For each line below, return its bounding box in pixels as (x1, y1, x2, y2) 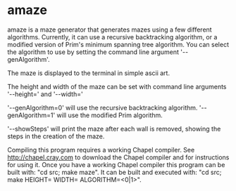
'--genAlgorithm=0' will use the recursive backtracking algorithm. (7, 103, 198, 112)
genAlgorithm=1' (7, 111, 56, 119)
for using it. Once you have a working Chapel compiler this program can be (7, 160, 225, 169)
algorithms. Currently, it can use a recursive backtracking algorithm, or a (7, 32, 218, 41)
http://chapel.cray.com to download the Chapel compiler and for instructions (7, 153, 230, 162)
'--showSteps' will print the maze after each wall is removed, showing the (7, 124, 221, 133)
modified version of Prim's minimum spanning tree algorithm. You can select (7, 40, 229, 48)
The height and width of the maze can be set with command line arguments (7, 82, 227, 91)
